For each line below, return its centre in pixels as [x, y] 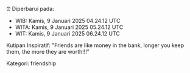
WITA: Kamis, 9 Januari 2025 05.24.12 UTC [69, 27]
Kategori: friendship [31, 63]
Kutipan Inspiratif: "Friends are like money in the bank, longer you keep [95, 45]
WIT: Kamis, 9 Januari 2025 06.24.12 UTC [68, 33]
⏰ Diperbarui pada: [30, 9]
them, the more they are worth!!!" [48, 52]
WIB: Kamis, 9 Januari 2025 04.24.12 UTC [68, 21]
